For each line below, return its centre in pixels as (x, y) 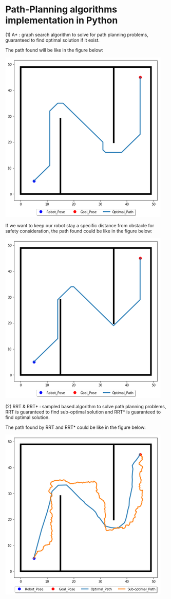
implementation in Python (62, 20)
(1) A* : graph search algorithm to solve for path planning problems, (77, 34)
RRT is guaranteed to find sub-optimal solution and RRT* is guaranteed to (83, 412)
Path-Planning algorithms (61, 10)
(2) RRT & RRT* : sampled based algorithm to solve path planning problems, (86, 406)
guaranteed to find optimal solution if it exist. (53, 40)
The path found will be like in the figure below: (54, 50)
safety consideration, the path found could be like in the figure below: (79, 231)
